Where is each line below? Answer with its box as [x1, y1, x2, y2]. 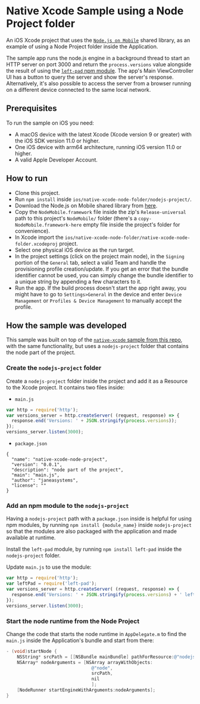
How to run [6, 173, 48, 184]
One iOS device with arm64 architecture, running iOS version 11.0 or [14, 143, 182, 150]
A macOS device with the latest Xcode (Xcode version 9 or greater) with [14, 131, 192, 138]
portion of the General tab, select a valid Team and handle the [14, 259, 167, 266]
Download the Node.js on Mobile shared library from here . [14, 201, 158, 209]
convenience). [14, 227, 51, 234]
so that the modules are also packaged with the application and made [6, 528, 177, 535]
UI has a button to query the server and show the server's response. [6, 73, 174, 80]
